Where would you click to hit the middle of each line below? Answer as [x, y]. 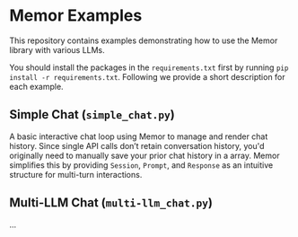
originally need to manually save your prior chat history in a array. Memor [145, 155]
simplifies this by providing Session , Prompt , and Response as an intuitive [141, 165]
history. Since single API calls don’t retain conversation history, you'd [137, 145]
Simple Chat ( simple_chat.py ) [92, 114]
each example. [37, 86]
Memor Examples [76, 16]
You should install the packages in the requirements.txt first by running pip [149, 67]
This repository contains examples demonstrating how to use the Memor [144, 40]
